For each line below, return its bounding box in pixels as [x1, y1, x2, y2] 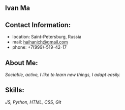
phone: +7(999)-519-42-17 [12, 44, 67, 50]
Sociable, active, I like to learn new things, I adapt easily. [5, 72, 121, 78]
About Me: [5, 59, 38, 67]
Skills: [5, 86, 25, 94]
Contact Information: [5, 21, 71, 29]
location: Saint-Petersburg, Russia [12, 34, 82, 40]
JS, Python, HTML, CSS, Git [5, 99, 62, 105]
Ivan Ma [5, 4, 31, 12]
